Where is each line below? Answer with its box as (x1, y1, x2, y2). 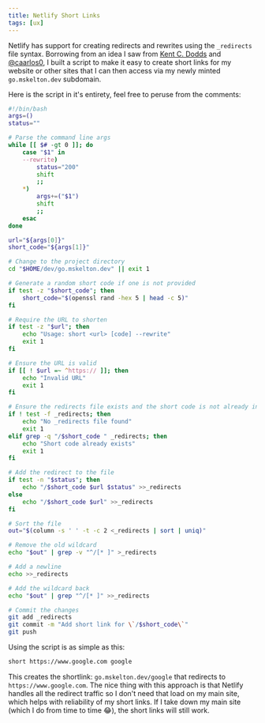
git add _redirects (8, 613, 73, 621)
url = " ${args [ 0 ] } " (8, 236, 65, 244)
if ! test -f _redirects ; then (8, 410, 111, 419)
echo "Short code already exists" (22, 439, 136, 447)
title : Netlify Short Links (8, 11, 101, 20)
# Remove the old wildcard (8, 541, 97, 549)
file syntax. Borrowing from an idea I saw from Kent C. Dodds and (8, 49, 222, 58)
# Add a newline (8, 563, 62, 570)
